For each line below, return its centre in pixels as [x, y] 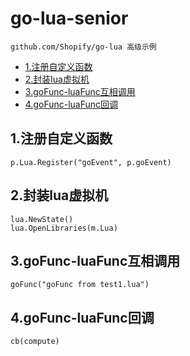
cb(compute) [35, 342]
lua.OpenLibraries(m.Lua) [64, 228]
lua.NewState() [42, 219]
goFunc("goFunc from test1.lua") [80, 285]
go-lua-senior [69, 18]
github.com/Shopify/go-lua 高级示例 [83, 47]
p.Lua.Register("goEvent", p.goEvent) [91, 162]
